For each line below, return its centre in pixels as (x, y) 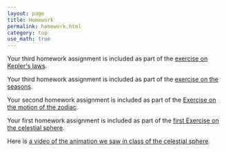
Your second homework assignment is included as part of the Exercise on (112, 100)
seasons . (20, 87)
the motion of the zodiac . (43, 107)
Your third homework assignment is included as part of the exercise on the (113, 79)
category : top (28, 33)
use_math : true (29, 39)
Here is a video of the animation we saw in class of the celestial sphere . (109, 141)
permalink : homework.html (44, 26)
